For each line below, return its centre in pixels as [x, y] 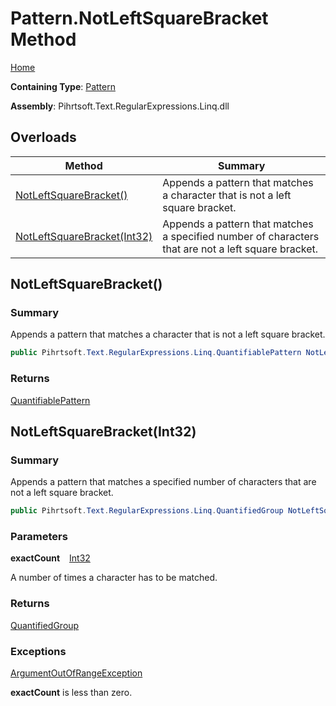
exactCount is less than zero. [71, 693]
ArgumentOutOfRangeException [76, 673]
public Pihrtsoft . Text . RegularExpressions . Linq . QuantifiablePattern [156, 353]
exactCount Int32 [50, 558]
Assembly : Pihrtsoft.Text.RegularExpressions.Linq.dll [120, 106]
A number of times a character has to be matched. [114, 578]
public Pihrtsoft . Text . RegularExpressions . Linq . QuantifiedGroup [147, 511]
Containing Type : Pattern [63, 86]
